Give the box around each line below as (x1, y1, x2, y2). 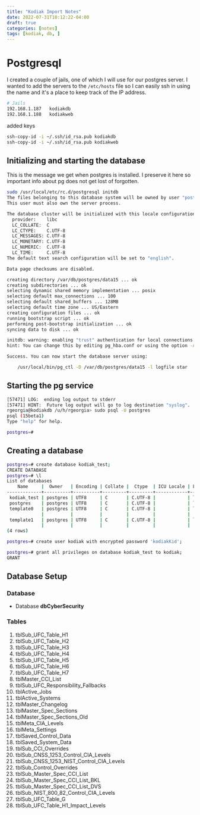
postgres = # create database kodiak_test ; (7, 462, 111, 468)
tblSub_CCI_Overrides (15, 745, 69, 752)
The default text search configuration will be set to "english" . (7, 255, 174, 261)
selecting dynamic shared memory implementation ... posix (7, 288, 156, 294)
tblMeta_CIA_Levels (15, 719, 64, 726)
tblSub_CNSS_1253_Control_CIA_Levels (15, 751, 111, 758)
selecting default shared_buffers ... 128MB (7, 299, 119, 305)
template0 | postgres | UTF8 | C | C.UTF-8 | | (9, 506, 191, 512)
